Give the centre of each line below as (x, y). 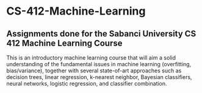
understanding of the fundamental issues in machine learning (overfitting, (99, 64)
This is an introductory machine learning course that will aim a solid (91, 58)
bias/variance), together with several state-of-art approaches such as (94, 71)
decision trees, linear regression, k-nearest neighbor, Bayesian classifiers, (99, 77)
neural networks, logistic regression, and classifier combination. (87, 84)
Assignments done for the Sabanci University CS (101, 34)
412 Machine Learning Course (64, 43)
